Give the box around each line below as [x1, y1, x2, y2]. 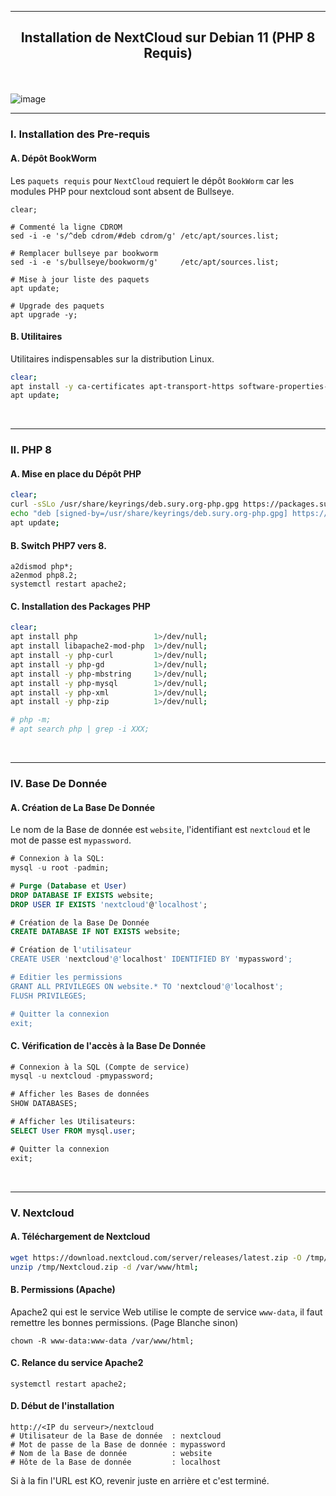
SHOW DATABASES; [10, 1099, 78, 1109]
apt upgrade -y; [10, 309, 78, 320]
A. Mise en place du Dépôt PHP [10, 467, 142, 480]
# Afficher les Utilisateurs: [10, 1117, 137, 1127]
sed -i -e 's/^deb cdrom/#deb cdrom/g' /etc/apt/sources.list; [10, 231, 280, 241]
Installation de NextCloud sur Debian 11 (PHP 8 [20, 29, 316, 46]
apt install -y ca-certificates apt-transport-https [10, 381, 235, 391]
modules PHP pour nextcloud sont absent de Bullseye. [10, 185, 235, 197]
